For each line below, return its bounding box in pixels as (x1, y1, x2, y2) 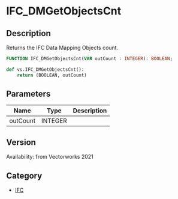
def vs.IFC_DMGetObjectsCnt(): (6, 66, 85, 73)
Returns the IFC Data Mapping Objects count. (6, 44, 119, 51)
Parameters (6, 89, 51, 99)
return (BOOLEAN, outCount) (17, 72, 87, 78)
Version (6, 137, 36, 147)
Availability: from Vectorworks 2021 (6, 153, 94, 161)
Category (6, 170, 43, 181)
